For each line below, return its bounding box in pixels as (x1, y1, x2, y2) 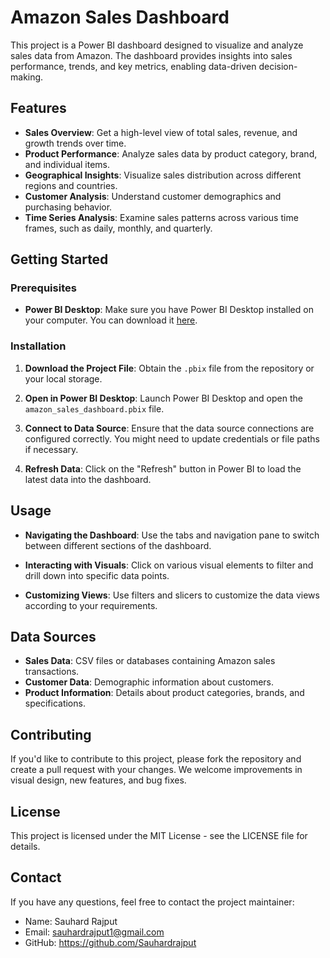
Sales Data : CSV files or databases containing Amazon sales (24, 655, 276, 667)
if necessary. (24, 443, 79, 455)
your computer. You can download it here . (24, 314, 198, 326)
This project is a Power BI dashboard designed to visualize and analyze (10, 39, 304, 51)
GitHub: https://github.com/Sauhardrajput (24, 936, 197, 948)
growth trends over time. (24, 137, 127, 149)
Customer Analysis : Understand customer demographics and (24, 190, 282, 202)
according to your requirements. (24, 599, 158, 611)
